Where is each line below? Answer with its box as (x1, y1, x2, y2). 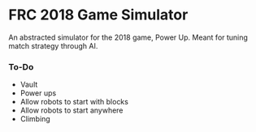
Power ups (20, 88, 57, 98)
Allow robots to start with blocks (20, 97, 128, 107)
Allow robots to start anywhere (20, 105, 124, 115)
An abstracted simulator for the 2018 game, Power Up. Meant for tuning (8, 32, 248, 42)
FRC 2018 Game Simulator (8, 6, 189, 24)
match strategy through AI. (8, 40, 98, 50)
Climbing (20, 114, 50, 124)
